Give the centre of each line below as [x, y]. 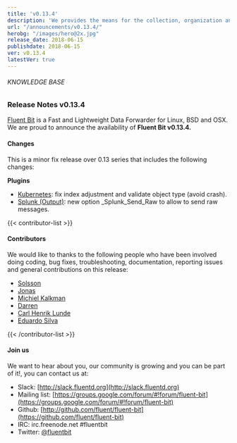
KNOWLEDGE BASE [36, 82]
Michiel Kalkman [41, 298]
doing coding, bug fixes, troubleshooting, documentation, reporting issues [115, 262]
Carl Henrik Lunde [44, 313]
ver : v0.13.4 [26, 54]
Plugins [19, 180]
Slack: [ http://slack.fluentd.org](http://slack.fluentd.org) [98, 387]
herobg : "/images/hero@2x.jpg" [53, 33]
